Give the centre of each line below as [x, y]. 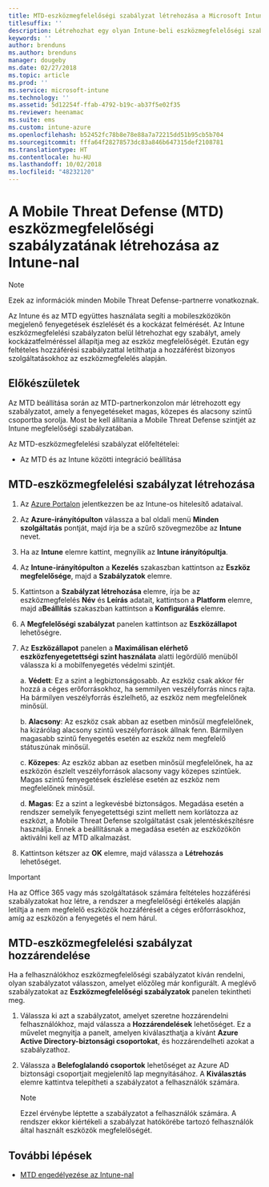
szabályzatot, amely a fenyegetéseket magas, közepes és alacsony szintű [130, 411]
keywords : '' [30, 38]
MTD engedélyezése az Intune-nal [77, 1175]
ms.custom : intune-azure [50, 127]
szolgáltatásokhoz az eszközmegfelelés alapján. [88, 358]
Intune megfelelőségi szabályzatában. [71, 428]
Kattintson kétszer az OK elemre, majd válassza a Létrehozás [122, 852]
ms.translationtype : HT [48, 150]
